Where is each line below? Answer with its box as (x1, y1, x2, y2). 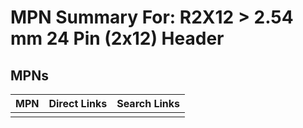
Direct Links (48, 97, 108, 110)
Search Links (116, 97, 181, 110)
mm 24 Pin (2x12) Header (10, 27, 225, 50)
